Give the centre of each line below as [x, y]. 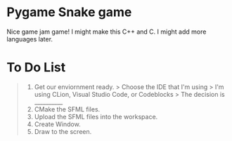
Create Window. [58, 124]
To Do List [36, 68]
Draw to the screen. [63, 131]
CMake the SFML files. [67, 109]
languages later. [30, 39]
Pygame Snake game [69, 12]
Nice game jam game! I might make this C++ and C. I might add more [107, 32]
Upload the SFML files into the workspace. [96, 116]
